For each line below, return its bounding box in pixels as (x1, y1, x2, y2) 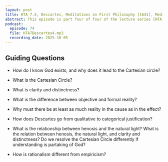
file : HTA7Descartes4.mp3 (9, 31, 64, 36)
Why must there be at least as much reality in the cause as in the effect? (12, 106, 161, 112)
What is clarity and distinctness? (12, 86, 79, 93)
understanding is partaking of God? (12, 141, 86, 147)
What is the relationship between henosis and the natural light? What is (12, 125, 159, 131)
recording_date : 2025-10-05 (9, 36, 68, 41)
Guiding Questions (5, 54, 65, 63)
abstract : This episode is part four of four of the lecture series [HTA (5, 17, 162, 22)
